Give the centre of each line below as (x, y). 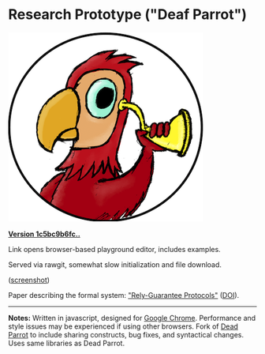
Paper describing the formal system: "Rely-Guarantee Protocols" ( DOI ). (124, 295)
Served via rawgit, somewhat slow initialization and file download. (115, 264)
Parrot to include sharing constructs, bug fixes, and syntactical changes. (126, 334)
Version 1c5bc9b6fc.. (44, 234)
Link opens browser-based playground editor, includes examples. (114, 249)
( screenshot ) (29, 280)
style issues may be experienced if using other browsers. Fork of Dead (123, 326)
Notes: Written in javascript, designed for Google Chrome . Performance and (132, 318)
